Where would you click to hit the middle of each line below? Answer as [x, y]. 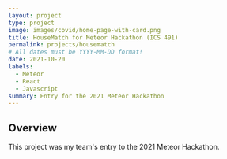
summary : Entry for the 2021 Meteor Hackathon [86, 96]
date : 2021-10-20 [37, 60]
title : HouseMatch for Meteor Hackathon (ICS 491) [93, 37]
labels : [21, 67]
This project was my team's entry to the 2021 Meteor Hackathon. [114, 147]
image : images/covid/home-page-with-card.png [84, 30]
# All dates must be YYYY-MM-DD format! [76, 52]
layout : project [35, 15]
